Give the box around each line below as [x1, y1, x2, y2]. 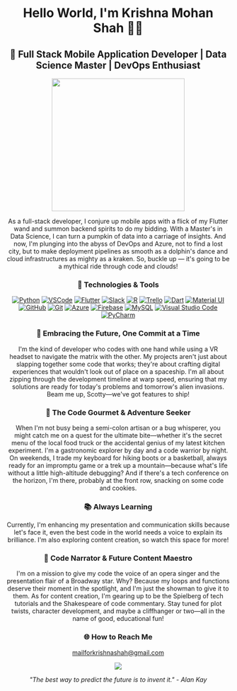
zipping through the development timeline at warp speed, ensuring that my [9, 375, 227, 383]
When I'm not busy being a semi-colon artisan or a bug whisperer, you [16, 423, 221, 432]
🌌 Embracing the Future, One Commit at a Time [36, 329, 200, 338]
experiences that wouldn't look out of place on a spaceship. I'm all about [12, 367, 224, 376]
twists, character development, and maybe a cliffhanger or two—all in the [11, 607, 226, 615]
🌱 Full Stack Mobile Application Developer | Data [9, 48, 227, 60]
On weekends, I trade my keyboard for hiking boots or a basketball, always [9, 453, 227, 462]
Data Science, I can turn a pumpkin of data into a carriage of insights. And [10, 232, 226, 240]
